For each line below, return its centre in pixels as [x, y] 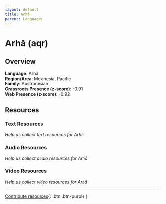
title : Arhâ [17, 14]
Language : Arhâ [22, 73]
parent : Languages [24, 19]
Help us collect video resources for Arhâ [46, 182]
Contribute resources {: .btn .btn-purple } [46, 196]
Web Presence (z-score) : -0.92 [38, 94]
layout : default [22, 10]
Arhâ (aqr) [27, 43]
